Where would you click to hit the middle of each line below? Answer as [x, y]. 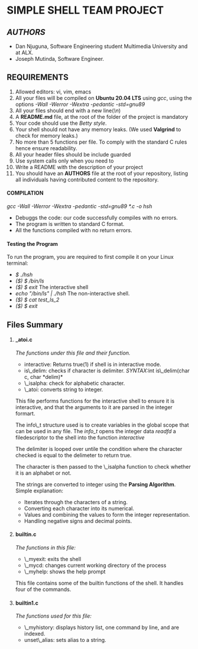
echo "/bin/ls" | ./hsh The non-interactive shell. [72, 294]
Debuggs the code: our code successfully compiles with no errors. [96, 218]
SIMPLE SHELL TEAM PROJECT [85, 10]
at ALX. [24, 53]
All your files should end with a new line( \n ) [68, 111]
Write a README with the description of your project [79, 167]
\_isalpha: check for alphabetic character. [74, 383]
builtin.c [26, 534]
